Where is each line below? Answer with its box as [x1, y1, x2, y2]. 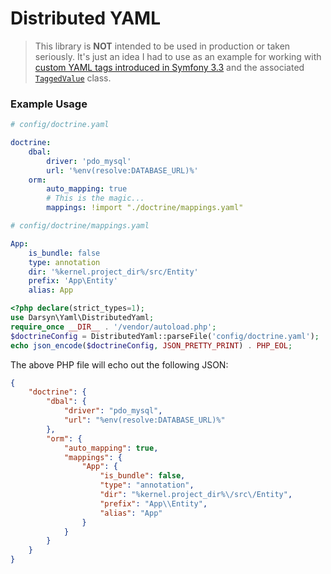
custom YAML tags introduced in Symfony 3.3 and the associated [34, 61, 305, 73]
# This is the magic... [46, 193, 145, 204]
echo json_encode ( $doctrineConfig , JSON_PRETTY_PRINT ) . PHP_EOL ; [10, 340, 293, 351]
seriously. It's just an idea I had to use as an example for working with [34, 50, 322, 62]
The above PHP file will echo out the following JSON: [10, 358, 229, 371]
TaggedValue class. [34, 72, 112, 84]
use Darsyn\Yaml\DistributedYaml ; [10, 313, 155, 323]
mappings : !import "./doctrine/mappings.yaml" [46, 203, 244, 213]
